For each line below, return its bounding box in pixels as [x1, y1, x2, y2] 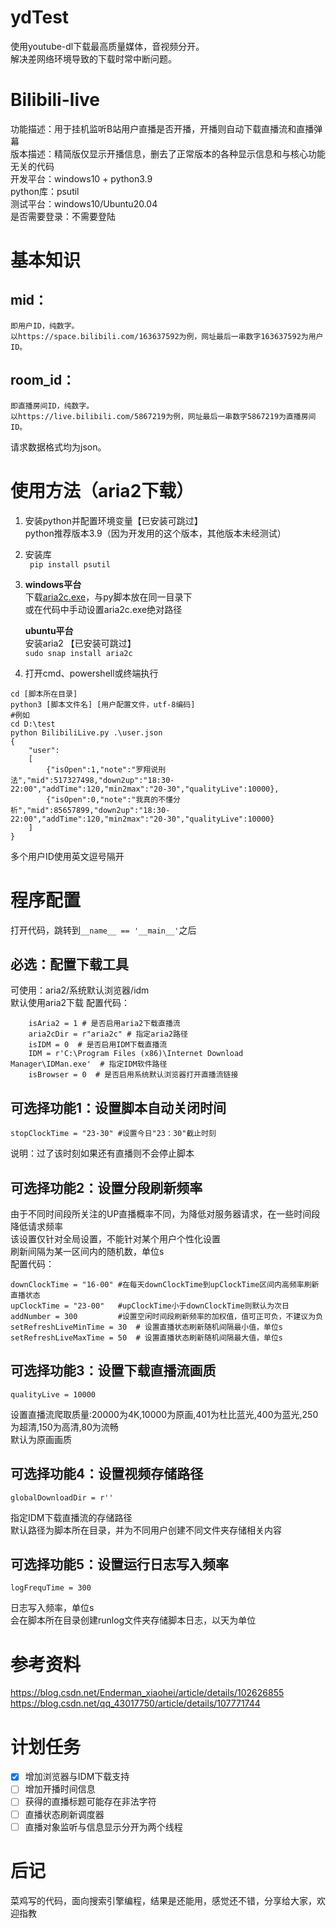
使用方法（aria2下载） [10, 479, 195, 502]
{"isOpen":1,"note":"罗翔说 [46, 764, 159, 775]
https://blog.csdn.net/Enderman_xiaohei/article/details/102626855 [10, 1687, 285, 1699]
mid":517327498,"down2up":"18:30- [31, 775, 175, 785]
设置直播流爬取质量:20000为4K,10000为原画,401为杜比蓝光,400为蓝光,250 [10, 1408, 319, 1420]
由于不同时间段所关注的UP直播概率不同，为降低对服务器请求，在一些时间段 [10, 1208, 321, 1220]
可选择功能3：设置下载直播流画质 [10, 1362, 217, 1380]
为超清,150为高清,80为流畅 [10, 1421, 119, 1433]
